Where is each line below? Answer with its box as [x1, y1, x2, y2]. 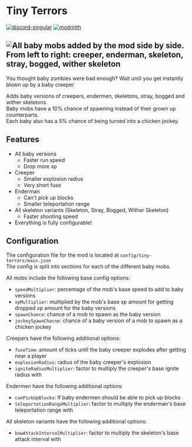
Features [6, 134, 39, 145]
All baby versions [14, 150, 57, 157]
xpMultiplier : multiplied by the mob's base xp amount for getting [14, 299, 174, 306]
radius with [14, 371, 42, 378]
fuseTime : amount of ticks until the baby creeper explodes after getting [14, 346, 187, 353]
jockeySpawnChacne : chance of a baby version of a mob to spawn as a [14, 317, 183, 325]
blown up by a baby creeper [6, 81, 75, 88]
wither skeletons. [6, 98, 48, 105]
